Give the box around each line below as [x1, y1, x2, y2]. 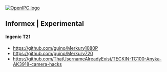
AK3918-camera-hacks [12, 61, 62, 67]
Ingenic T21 [5, 33, 31, 40]
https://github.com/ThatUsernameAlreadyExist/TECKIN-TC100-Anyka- [12, 56, 162, 62]
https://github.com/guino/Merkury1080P [12, 45, 98, 51]
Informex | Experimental [5, 19, 85, 28]
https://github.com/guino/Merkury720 [12, 50, 93, 56]
